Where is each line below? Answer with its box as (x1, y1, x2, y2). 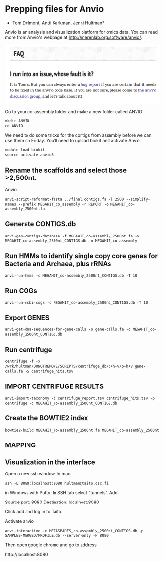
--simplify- (126, 197, 151, 202)
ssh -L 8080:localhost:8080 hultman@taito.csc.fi (5, 481, 109, 486)
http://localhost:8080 (5, 551, 48, 557)
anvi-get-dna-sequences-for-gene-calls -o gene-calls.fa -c (5, 327, 131, 332)
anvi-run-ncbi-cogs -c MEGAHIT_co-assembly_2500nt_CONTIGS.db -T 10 (5, 300, 148, 305)
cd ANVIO (5, 124, 23, 129)
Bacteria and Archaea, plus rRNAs (5, 260, 111, 268)
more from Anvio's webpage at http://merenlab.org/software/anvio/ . (5, 34, 142, 40)
